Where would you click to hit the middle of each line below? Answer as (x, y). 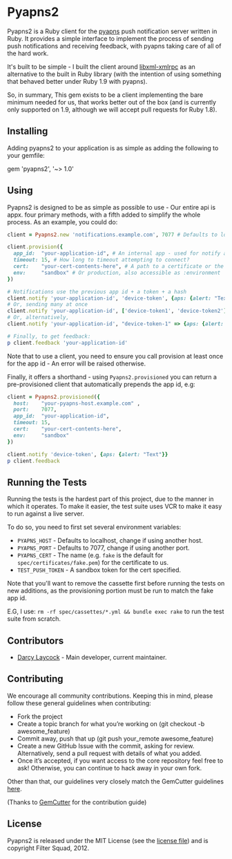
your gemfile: (26, 155)
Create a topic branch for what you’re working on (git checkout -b (111, 723)
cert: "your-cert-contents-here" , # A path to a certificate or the (119, 266)
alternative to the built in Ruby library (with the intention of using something (114, 74)
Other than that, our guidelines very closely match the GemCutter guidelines (116, 781)
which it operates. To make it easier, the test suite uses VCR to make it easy (115, 507)
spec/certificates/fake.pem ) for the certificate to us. (93, 563)
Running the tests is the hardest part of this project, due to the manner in (110, 499)
